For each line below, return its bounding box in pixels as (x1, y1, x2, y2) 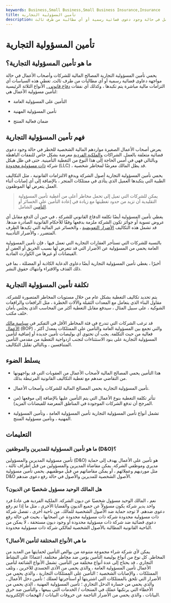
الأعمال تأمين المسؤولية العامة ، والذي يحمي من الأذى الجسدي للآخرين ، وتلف (6, 565, 151, 571)
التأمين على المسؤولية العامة (13, 99, 67, 105)
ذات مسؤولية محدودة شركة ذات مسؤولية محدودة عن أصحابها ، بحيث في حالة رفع (6, 514, 159, 520)
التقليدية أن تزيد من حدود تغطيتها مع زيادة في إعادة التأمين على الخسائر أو (18, 199, 157, 205)
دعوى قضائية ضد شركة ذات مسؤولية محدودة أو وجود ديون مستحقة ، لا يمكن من (6, 519, 156, 525)
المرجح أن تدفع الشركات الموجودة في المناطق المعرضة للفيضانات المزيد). (13, 400, 154, 406)
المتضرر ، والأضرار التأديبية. (6, 230, 57, 236)
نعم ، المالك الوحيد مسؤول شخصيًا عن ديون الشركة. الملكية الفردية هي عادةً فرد (6, 497, 156, 503)
